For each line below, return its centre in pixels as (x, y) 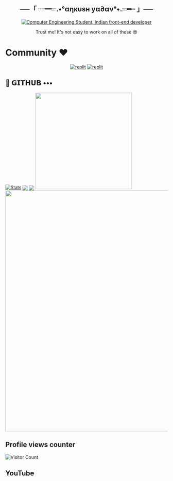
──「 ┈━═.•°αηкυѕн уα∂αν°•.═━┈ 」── (86, 9)
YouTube (20, 473)
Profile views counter (40, 445)
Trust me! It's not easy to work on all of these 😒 (86, 32)
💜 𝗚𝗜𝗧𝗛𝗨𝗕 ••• (29, 83)
